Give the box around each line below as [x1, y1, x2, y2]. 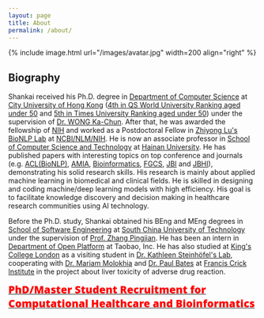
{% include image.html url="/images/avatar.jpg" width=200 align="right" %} [8, 48, 257, 58]
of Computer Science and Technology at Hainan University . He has [8, 142, 227, 152]
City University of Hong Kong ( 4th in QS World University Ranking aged [8, 100, 241, 110]
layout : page [8, 11, 51, 20]
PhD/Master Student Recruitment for [8, 282, 207, 297]
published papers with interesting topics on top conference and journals [8, 151, 243, 161]
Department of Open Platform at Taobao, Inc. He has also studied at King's [8, 242, 251, 252]
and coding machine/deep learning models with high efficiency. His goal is [8, 184, 251, 194]
